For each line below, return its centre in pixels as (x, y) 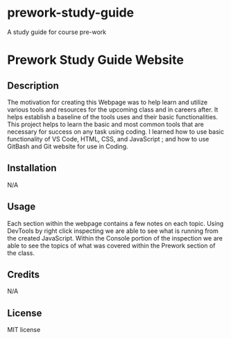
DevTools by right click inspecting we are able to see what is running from (113, 231)
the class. (21, 253)
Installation (32, 168)
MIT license (24, 330)
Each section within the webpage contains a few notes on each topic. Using (115, 223)
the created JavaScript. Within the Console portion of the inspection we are (115, 238)
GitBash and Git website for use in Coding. (68, 146)
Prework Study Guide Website (95, 60)
